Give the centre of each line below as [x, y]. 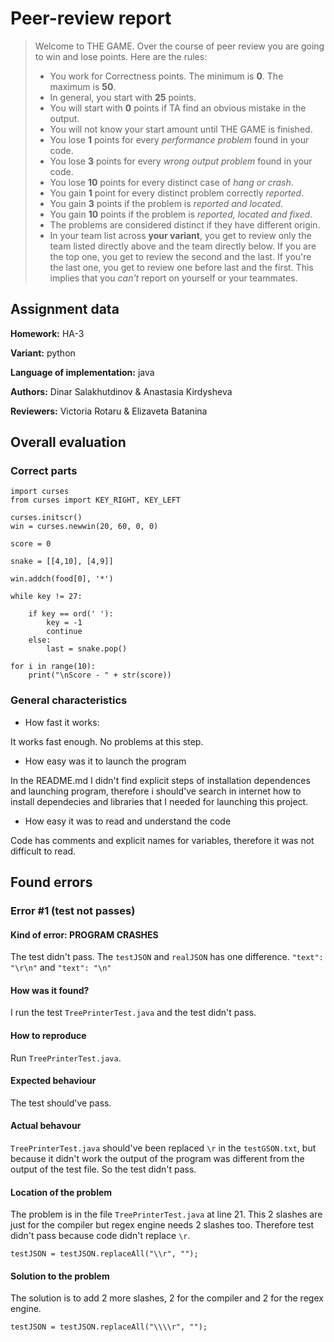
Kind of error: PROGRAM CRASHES [84, 934]
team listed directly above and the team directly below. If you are [183, 246]
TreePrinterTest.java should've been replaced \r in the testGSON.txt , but [163, 1148]
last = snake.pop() [87, 649]
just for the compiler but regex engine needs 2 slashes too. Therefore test [162, 1225]
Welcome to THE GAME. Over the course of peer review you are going [179, 46]
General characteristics [69, 700]
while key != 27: [46, 597]
